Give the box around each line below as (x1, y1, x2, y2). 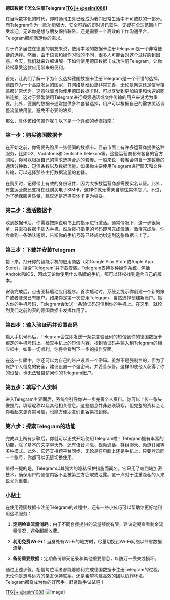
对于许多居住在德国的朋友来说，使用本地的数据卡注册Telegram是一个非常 (5, 46, 158, 51)
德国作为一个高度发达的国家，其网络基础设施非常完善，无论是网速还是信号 (5, 82, 160, 88)
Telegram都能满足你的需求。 (5, 35, 65, 41)
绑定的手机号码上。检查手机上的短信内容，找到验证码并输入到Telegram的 (5, 340, 158, 346)
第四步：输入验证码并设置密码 (5, 321, 78, 328)
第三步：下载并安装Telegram (5, 246, 76, 253)
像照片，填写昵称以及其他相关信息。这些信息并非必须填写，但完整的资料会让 (5, 403, 165, 409)
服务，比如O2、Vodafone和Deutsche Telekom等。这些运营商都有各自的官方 (5, 151, 163, 157)
